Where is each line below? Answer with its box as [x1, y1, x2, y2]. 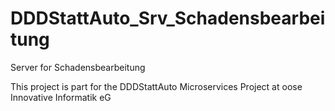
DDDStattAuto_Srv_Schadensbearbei [10, 7, 326, 30]
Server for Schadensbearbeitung [10, 61, 146, 73]
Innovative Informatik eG [10, 91, 112, 103]
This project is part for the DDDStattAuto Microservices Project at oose [10, 80, 303, 92]
